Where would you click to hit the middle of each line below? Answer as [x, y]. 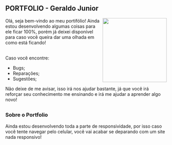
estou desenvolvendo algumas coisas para [50, 26]
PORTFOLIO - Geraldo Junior [52, 8]
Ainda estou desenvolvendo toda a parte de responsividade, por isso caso [84, 126]
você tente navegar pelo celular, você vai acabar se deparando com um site [85, 131]
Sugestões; [25, 78]
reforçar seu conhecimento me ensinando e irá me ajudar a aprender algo [83, 94]
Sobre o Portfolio [27, 115]
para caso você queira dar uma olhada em [50, 37]
